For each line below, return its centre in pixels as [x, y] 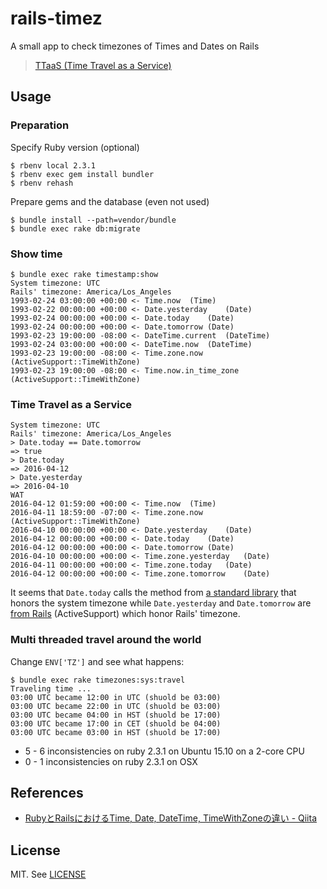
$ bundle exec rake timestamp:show [84, 274]
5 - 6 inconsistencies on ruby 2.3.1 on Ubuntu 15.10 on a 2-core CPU [164, 751]
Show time [36, 254]
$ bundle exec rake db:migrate [75, 228]
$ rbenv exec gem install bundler [82, 174]
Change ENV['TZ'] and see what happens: [97, 661]
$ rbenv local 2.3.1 [53, 165]
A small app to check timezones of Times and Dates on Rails [135, 46]
